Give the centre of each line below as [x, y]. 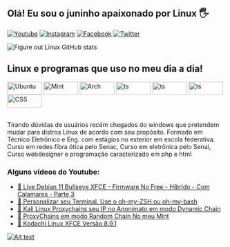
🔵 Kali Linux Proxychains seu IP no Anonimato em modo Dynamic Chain [119, 208]
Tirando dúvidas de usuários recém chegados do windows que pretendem [113, 124]
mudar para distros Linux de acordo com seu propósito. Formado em [105, 132]
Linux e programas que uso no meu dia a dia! [105, 69]
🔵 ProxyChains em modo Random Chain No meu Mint [93, 216]
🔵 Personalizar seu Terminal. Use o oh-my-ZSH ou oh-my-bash [107, 201]
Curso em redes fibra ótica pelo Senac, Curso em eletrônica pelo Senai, [109, 146]
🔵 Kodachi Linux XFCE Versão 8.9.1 [67, 223]
